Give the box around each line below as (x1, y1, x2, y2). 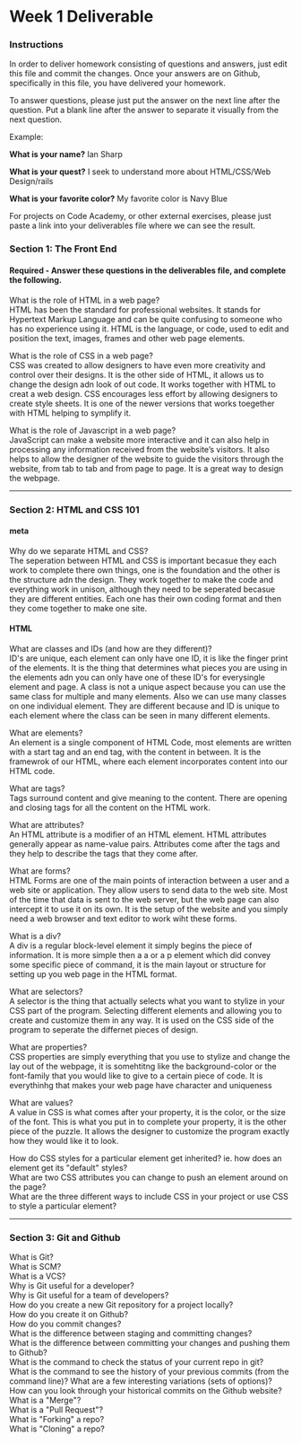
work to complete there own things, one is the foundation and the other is (9, 564, 280, 576)
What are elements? (9, 727, 83, 738)
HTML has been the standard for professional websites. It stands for (9, 304, 262, 315)
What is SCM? (9, 1262, 62, 1272)
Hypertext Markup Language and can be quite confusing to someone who (9, 313, 283, 324)
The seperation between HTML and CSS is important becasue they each (9, 555, 277, 566)
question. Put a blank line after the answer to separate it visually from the (9, 105, 279, 116)
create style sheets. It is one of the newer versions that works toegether (9, 398, 275, 409)
